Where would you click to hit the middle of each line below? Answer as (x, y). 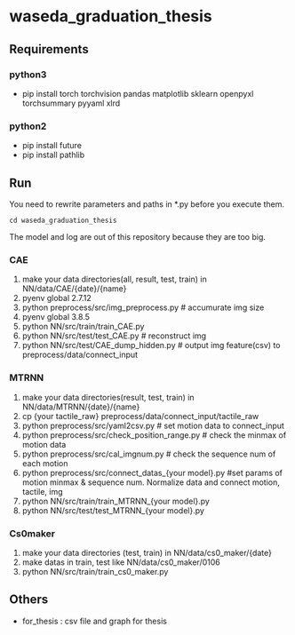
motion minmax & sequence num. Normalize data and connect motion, (151, 482)
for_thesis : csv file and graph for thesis (94, 621)
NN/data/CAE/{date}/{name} (74, 289)
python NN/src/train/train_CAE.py (83, 327)
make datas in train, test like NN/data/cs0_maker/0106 (121, 562)
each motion (45, 463)
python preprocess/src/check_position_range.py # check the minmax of (154, 435)
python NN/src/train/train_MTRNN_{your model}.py (116, 501)
